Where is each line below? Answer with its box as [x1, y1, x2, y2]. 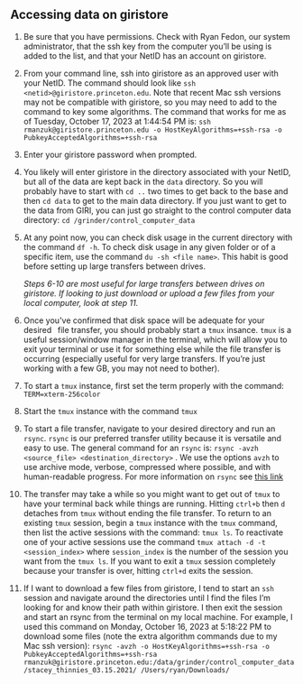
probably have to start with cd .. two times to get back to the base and [23, 185, 289, 197]
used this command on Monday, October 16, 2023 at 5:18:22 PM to [23, 621, 271, 632]
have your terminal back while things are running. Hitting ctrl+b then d [23, 498, 286, 509]
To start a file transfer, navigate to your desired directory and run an [23, 423, 276, 434]
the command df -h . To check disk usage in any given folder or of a [23, 241, 276, 252]
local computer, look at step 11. [23, 297, 139, 308]
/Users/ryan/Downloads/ [140, 665, 230, 675]
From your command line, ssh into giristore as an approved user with [23, 68, 279, 79]
